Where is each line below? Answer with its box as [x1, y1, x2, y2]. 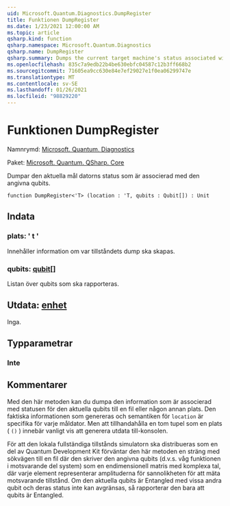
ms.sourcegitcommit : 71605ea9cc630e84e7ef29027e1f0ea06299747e [7, 67, 192, 74]
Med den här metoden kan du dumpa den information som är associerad [7, 397, 212, 405]
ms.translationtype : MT [7, 73, 75, 81]
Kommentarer [7, 379, 68, 391]
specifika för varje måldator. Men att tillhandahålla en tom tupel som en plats [7, 419, 222, 427]
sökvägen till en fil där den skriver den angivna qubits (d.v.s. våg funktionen [7, 454, 221, 463]
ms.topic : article [7, 29, 60, 36]
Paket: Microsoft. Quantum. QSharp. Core [7, 158, 125, 167]
